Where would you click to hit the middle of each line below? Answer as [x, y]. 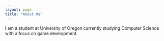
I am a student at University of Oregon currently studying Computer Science [82, 28]
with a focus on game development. [41, 33]
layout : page [18, 10]
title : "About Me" [24, 14]
